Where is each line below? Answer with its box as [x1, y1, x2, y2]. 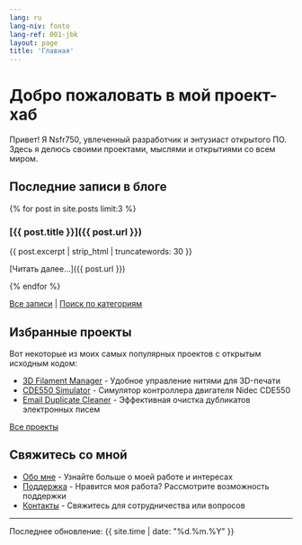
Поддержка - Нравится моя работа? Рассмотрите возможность [22, 480, 270, 491]
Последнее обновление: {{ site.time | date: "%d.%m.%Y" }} [9, 525, 235, 536]
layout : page [9, 38, 58, 48]
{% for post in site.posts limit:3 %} [9, 203, 137, 214]
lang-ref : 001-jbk [9, 30, 78, 39]
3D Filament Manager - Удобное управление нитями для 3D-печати [22, 375, 281, 386]
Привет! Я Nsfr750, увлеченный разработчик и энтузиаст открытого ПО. [9, 134, 288, 145]
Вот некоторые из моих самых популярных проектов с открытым [9, 348, 262, 359]
